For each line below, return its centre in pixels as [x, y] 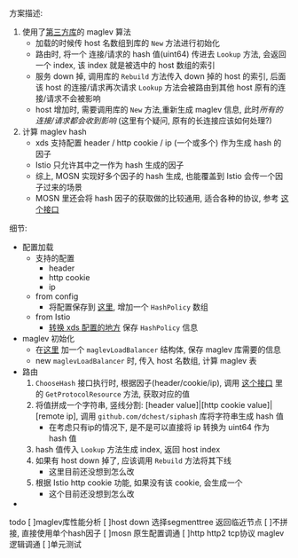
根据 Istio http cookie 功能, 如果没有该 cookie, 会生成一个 [139, 483]
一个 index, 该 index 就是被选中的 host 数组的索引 [125, 65]
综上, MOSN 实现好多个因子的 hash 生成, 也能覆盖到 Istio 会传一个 [155, 176]
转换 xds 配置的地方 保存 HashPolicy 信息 [123, 327]
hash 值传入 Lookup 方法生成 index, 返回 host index [128, 449]
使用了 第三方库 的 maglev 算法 [76, 32]
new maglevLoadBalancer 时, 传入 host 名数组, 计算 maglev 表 [146, 361]
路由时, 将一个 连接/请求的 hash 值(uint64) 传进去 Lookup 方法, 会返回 [161, 54]
